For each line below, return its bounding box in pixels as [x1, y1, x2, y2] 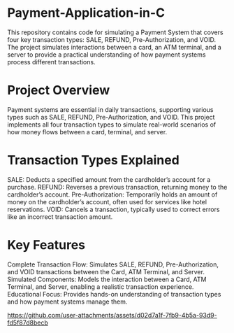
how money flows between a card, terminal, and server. [7, 127, 168, 136]
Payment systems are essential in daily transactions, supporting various [7, 105, 214, 113]
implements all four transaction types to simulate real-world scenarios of [7, 120, 217, 129]
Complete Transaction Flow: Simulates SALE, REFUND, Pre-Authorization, [7, 260, 219, 269]
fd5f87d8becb [7, 318, 49, 327]
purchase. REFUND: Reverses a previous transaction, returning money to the [7, 183, 228, 191]
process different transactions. [7, 57, 96, 66]
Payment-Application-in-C [7, 5, 166, 21]
